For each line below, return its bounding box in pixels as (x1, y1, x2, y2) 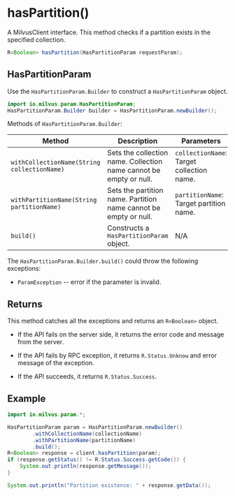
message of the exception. (17, 359, 94, 367)
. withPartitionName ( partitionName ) (32, 437, 136, 444)
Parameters (181, 136, 222, 146)
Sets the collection (107, 148, 169, 158)
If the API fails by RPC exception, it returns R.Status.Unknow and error (17, 351, 217, 360)
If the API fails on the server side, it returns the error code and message (17, 330, 225, 339)
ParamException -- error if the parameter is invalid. (17, 278, 162, 286)
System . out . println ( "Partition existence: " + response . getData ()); (7, 481, 211, 489)
